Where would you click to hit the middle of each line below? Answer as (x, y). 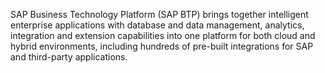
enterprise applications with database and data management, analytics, (157, 25)
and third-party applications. (69, 57)
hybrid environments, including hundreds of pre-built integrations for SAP (162, 46)
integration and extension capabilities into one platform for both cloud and (163, 35)
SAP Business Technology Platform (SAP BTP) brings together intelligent (159, 14)
